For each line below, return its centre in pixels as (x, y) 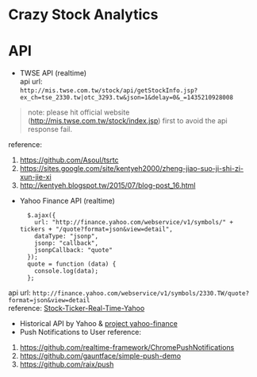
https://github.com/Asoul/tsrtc (69, 160)
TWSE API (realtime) (53, 73)
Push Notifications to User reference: (80, 332)
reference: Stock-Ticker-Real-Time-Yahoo (77, 309)
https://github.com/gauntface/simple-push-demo (100, 356)
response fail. (50, 130)
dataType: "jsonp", (67, 236)
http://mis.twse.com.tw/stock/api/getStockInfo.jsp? (109, 91)
